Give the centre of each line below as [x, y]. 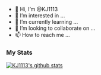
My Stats [19, 52]
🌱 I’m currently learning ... [46, 22]
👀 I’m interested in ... [40, 15]
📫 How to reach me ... [42, 35]
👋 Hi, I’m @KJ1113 [36, 9]
